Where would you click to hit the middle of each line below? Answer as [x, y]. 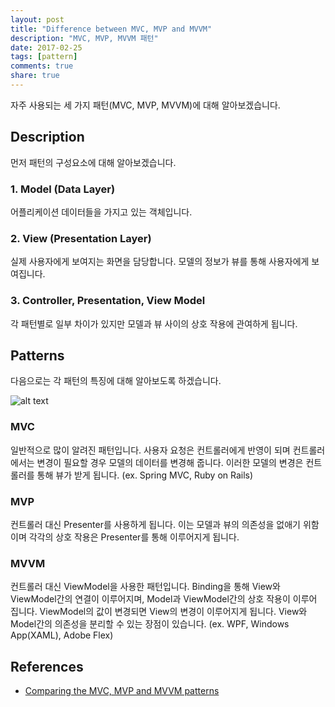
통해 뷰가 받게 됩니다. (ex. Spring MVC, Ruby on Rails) [145, 475]
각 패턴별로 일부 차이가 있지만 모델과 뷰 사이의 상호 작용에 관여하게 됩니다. [154, 323]
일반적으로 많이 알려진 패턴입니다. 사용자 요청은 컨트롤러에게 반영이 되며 [150, 450]
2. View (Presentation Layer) [81, 238]
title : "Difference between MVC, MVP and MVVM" [111, 29]
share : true [35, 76]
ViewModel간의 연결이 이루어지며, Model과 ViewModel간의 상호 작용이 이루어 [164, 599]
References [47, 666]
